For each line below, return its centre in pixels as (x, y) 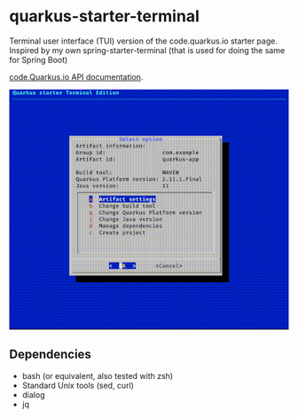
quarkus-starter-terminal (104, 16)
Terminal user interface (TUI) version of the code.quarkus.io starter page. (143, 41)
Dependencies (50, 355)
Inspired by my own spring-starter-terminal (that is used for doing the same (147, 50)
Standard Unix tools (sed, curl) (78, 385)
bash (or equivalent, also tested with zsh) (98, 375)
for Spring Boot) (39, 59)
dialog (33, 394)
